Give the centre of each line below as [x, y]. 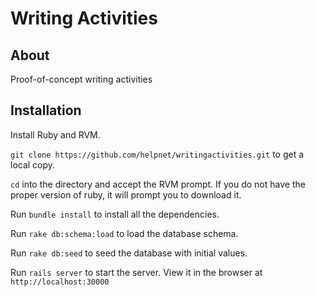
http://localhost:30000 [60, 282]
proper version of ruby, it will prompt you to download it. [126, 194]
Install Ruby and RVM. [55, 134]
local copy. [33, 164]
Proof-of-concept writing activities [81, 79]
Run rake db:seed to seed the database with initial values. [129, 253]
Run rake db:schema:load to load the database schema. [124, 233]
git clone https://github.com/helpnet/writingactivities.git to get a [157, 154]
